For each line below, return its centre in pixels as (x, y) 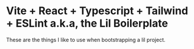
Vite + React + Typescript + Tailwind (97, 11)
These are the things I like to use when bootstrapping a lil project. (86, 40)
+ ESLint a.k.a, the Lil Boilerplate (87, 23)
